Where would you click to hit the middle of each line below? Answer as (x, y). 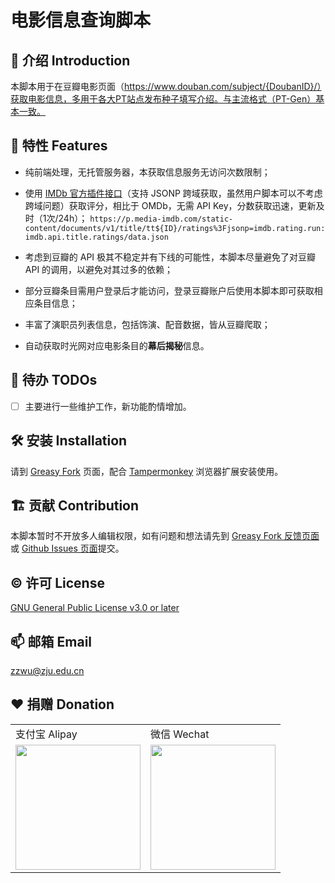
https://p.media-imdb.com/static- (161, 219)
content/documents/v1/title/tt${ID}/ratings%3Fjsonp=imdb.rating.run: (175, 228)
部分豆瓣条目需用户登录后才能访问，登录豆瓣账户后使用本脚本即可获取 (169, 290)
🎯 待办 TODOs (54, 380)
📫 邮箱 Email (51, 641)
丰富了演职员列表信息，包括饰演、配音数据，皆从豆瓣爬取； (147, 324)
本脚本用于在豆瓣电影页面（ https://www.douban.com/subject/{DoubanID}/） (166, 86)
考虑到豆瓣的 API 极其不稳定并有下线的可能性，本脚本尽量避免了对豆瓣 (170, 257)
